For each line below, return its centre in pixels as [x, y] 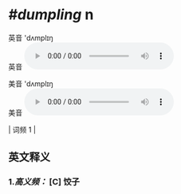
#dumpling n [51, 15]
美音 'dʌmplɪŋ [31, 83]
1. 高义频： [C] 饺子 [44, 182]
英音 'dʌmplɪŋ [31, 38]
